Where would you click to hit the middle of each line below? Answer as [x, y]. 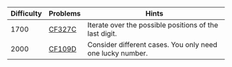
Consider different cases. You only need [152, 45]
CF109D [63, 49]
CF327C [63, 29]
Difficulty [27, 13]
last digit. [102, 33]
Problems [65, 13]
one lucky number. [118, 53]
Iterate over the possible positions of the [153, 25]
